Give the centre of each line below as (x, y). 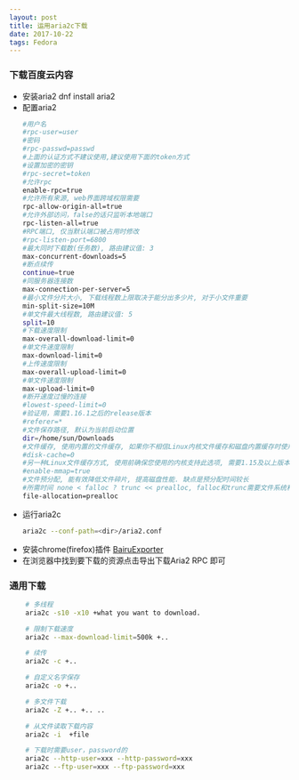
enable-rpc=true (52, 190)
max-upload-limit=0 (58, 389)
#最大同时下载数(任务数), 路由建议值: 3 (88, 248)
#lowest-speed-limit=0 (64, 406)
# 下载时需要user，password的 (77, 751)
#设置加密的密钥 (48, 165)
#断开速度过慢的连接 (54, 397)
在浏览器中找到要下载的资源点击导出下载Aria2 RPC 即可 (124, 560)
